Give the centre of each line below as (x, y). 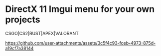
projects (23, 20)
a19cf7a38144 (19, 48)
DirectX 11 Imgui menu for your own (80, 9)
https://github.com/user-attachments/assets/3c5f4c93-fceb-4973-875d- (80, 43)
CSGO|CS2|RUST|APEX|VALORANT (42, 33)
